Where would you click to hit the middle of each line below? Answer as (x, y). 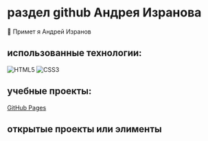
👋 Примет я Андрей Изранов (49, 31)
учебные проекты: (49, 91)
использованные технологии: (74, 53)
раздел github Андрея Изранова (104, 13)
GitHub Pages (27, 107)
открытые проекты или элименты (85, 129)
